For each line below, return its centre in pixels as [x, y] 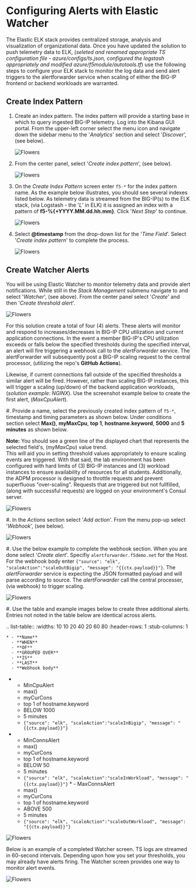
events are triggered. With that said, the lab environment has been [86, 460]
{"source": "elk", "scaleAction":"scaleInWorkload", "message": [103, 778]
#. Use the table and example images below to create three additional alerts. [98, 609]
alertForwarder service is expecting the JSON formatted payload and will [94, 573]
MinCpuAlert [39, 685]
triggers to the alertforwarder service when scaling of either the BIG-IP [91, 77]
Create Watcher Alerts [48, 270]
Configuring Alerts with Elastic [82, 11]
